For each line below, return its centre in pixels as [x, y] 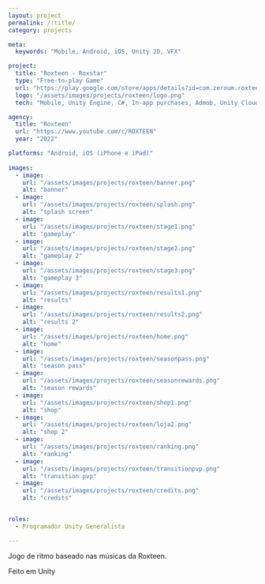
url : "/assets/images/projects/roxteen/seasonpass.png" [116, 359]
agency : [21, 117]
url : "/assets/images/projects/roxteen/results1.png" [112, 293]
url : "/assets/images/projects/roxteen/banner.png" [109, 182]
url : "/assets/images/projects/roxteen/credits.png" [111, 491]
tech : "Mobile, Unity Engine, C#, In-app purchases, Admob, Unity [127, 103]
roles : [19, 519]
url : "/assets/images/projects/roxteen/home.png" [106, 336]
